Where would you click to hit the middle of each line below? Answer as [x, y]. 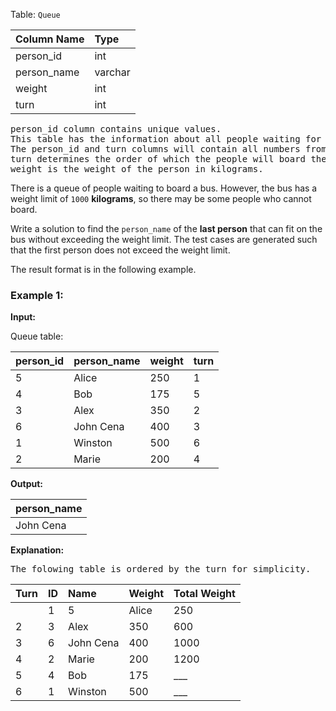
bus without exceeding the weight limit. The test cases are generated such [164, 239]
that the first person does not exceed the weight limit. [120, 250]
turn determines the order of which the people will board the [168, 159]
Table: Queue [35, 14]
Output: [26, 484]
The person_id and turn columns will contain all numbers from [168, 149]
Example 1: [37, 295]
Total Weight [204, 594]
